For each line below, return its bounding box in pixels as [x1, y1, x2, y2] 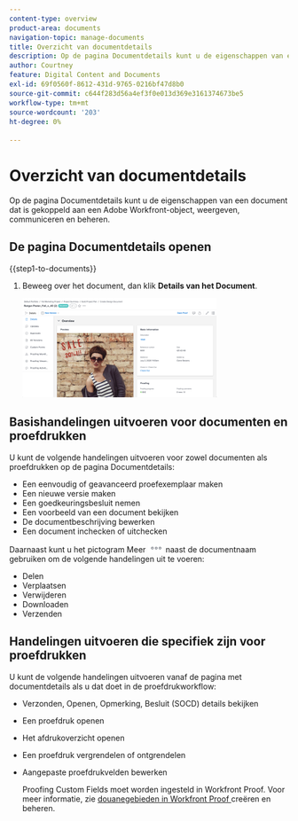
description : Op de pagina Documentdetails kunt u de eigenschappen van [9, 51, 284, 61]
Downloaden [21, 598, 69, 609]
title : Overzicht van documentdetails [9, 43, 153, 51]
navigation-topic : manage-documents [9, 33, 145, 42]
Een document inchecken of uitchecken [21, 526, 168, 536]
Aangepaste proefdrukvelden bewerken [21, 767, 168, 778]
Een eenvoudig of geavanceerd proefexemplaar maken [21, 479, 223, 489]
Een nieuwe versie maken [21, 488, 116, 498]
